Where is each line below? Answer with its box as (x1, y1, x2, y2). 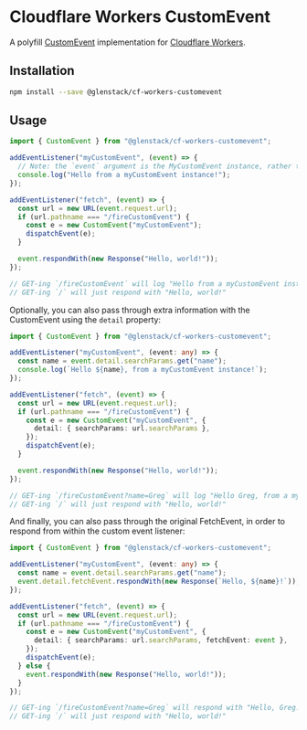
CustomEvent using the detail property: (9, 313, 162, 325)
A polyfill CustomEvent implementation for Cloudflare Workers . (9, 37, 246, 48)
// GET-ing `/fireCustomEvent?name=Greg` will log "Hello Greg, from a (9, 491, 288, 500)
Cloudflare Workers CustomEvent (9, 6, 271, 27)
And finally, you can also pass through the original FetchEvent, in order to (9, 516, 286, 527)
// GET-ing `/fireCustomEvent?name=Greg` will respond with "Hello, (9, 704, 276, 713)
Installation (9, 63, 75, 79)
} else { (17, 661, 51, 671)
